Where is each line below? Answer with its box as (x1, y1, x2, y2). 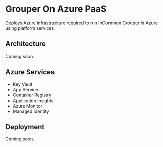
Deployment (5, 122, 45, 131)
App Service (12, 86, 39, 92)
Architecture (5, 40, 46, 48)
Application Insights (12, 97, 54, 104)
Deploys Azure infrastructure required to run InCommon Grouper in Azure (5, 20, 158, 26)
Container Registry (12, 92, 52, 98)
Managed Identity (12, 108, 49, 114)
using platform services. (5, 25, 56, 31)
